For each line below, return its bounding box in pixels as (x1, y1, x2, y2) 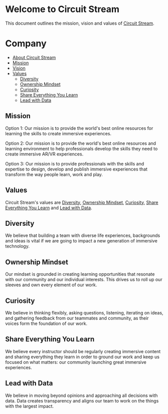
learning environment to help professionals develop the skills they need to (5, 145, 158, 151)
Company (5, 38, 47, 49)
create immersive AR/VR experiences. (5, 151, 84, 157)
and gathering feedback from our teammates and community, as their (5, 315, 149, 321)
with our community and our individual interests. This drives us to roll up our (5, 277, 162, 283)
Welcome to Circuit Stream (5, 4, 119, 15)
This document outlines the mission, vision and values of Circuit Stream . (5, 20, 154, 26)
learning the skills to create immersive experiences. (5, 130, 112, 136)
